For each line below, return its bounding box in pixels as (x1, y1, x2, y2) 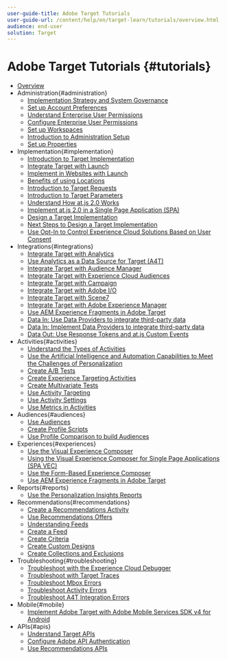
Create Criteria (27, 534, 69, 543)
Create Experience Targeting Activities (27, 374, 136, 382)
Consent (27, 235, 51, 244)
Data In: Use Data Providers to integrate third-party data (27, 316, 187, 324)
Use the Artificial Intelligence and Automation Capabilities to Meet (27, 352, 213, 360)
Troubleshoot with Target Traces (27, 572, 120, 580)
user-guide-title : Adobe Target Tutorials (7, 10, 130, 17)
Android (27, 615, 50, 623)
